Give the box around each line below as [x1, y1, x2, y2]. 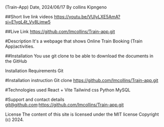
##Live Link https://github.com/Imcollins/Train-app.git [5, 29, 115, 34]
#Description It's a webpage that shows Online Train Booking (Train [5, 38, 143, 44]
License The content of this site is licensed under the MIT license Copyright [5, 111, 159, 117]
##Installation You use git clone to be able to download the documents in [5, 53, 154, 59]
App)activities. [5, 43, 35, 49]
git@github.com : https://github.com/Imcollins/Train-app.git [5, 102, 124, 108]
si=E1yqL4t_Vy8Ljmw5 [5, 19, 51, 25]
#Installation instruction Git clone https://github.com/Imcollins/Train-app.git [5, 78, 159, 83]
